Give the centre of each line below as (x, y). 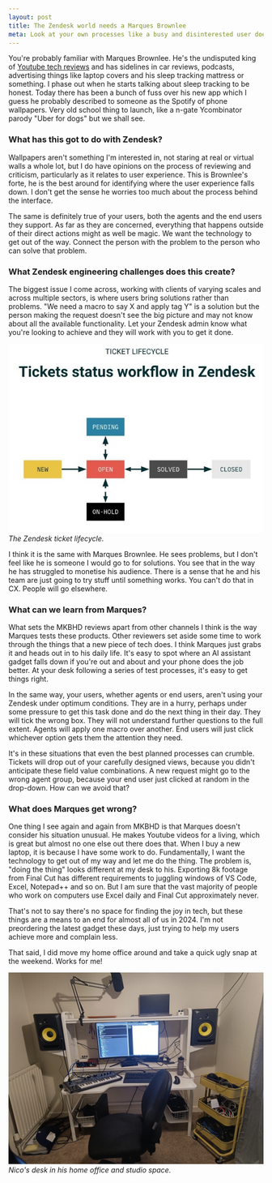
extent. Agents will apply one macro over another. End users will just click (131, 729)
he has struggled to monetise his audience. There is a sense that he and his (134, 571)
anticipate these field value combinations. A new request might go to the (129, 770)
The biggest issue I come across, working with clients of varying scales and (135, 289)
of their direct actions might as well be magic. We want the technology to (130, 233)
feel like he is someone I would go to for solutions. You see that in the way (132, 563)
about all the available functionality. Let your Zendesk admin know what (128, 324)
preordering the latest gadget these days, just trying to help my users (124, 928)
